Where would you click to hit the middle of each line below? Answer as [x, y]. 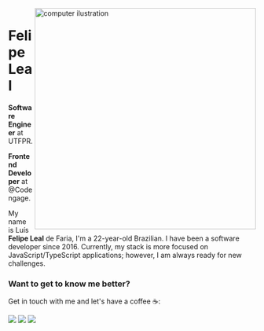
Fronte [19, 156]
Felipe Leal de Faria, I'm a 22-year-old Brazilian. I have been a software [124, 238]
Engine [20, 124]
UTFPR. [20, 141]
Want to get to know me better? [70, 284]
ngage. [20, 198]
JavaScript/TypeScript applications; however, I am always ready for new [125, 255]
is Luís [18, 230]
